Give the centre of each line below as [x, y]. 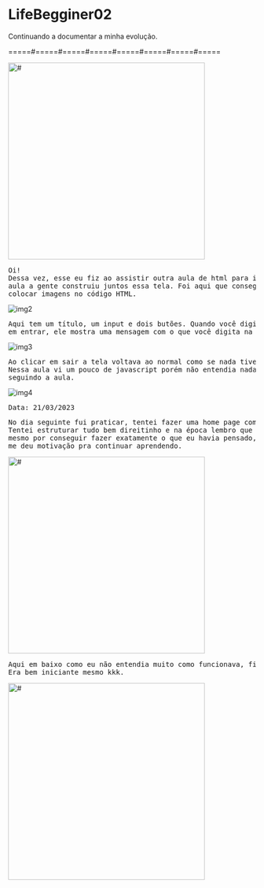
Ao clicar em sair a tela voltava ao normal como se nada [122, 361]
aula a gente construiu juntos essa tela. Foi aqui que [118, 286]
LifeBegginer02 [60, 15]
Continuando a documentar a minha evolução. [83, 36]
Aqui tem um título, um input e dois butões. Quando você [122, 324]
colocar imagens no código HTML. [73, 294]
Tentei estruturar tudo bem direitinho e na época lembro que [130, 430]
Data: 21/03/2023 [41, 407]
